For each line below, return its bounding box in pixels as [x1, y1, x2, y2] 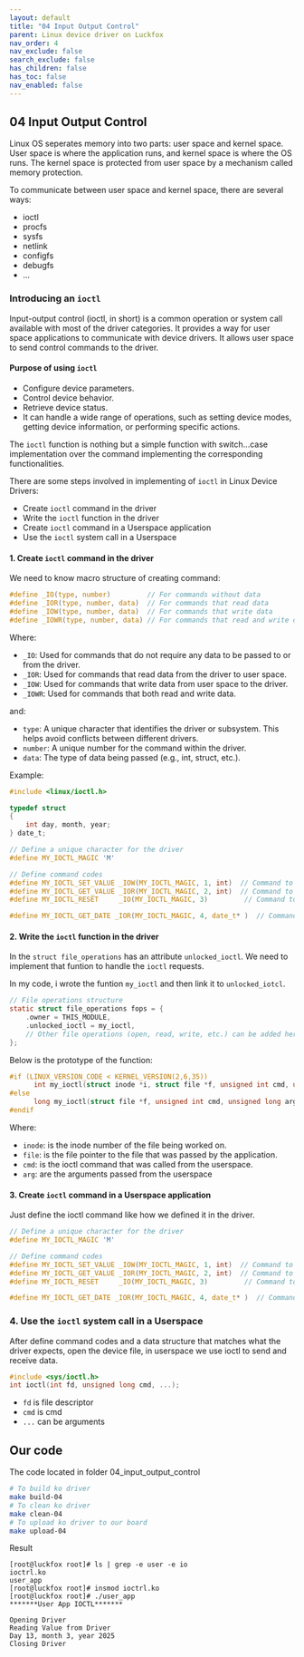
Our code [9, 1442, 63, 1458]
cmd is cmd [22, 1407, 62, 1418]
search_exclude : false [9, 55, 95, 64]
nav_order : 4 [9, 38, 59, 48]
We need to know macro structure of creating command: [9, 573, 221, 584]
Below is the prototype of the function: [9, 1054, 154, 1065]
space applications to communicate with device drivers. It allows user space [9, 332, 294, 343]
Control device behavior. [22, 392, 115, 403]
